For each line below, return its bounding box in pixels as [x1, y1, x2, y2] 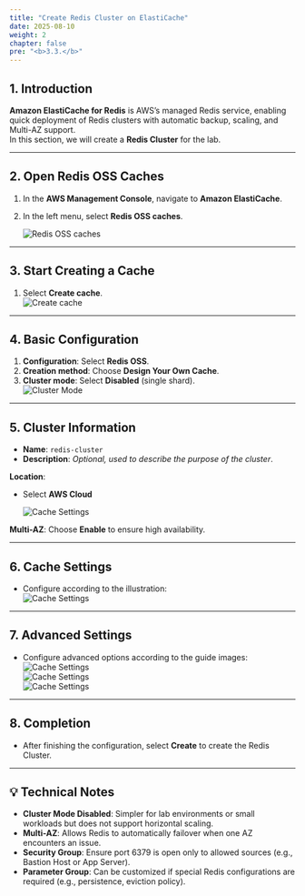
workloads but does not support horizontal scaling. [22, 818, 214, 829]
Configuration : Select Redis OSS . [22, 356, 150, 367]
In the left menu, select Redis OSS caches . [22, 210, 183, 221]
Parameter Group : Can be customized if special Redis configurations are [22, 866, 295, 878]
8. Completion [9, 716, 91, 731]
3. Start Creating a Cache [9, 263, 155, 278]
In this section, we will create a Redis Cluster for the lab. [9, 134, 221, 145]
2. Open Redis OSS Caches [9, 169, 165, 185]
